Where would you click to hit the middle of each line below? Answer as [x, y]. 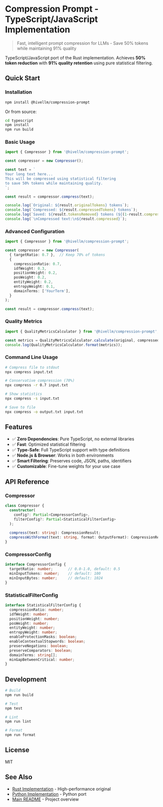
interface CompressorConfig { [36, 564]
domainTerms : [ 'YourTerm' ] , [42, 291]
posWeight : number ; [29, 623]
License [17, 750]
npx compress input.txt [29, 372]
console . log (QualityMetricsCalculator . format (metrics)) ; [64, 345]
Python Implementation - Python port [49, 794]
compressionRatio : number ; [37, 610]
